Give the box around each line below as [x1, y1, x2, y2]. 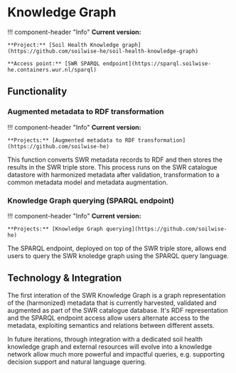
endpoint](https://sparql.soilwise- [102, 60, 212, 67]
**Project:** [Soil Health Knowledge [7, 41, 119, 48]
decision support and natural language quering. [7, 357, 147, 366]
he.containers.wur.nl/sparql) [7, 66, 97, 73]
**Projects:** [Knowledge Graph [7, 225, 103, 233]
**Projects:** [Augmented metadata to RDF [7, 136, 135, 144]
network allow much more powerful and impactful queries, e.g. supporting [7, 350, 225, 358]
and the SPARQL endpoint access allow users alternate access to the [7, 313, 210, 322]
